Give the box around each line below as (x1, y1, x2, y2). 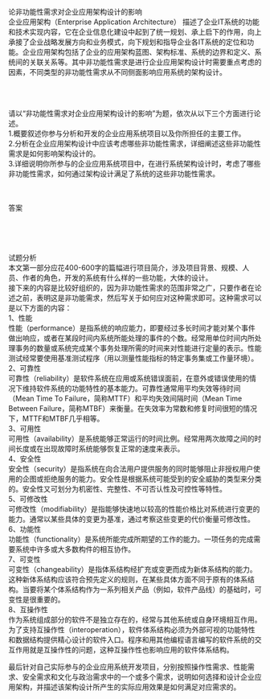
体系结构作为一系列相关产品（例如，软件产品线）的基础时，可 (57, 585, 262, 594)
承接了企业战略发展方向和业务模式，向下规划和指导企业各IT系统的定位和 (8, 37, 247, 47)
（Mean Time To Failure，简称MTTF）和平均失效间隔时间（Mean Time (8, 393, 243, 403)
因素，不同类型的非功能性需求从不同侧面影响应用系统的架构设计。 (8, 68, 227, 76)
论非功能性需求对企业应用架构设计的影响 (8, 7, 142, 16)
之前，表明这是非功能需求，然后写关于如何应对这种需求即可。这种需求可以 (14, 293, 262, 302)
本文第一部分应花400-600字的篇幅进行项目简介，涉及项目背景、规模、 (8, 263, 243, 272)
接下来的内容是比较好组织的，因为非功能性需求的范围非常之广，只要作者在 (8, 283, 255, 292)
